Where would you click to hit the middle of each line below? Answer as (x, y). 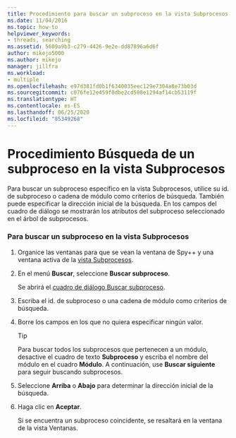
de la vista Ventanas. (48, 427)
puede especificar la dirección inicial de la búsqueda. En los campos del (112, 203)
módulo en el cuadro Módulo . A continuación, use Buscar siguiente (116, 364)
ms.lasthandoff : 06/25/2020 (49, 112)
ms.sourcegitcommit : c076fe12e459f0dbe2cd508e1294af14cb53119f (102, 93)
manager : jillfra (33, 66)
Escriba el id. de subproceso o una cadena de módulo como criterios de (122, 300)
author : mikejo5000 (36, 54)
